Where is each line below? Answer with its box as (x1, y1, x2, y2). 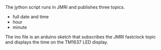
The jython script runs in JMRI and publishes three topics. (5, 4, 125, 10)
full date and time (12, 14, 49, 19)
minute (12, 24, 27, 30)
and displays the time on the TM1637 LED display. (5, 39, 108, 45)
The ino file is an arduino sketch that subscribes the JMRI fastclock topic (5, 34, 156, 40)
